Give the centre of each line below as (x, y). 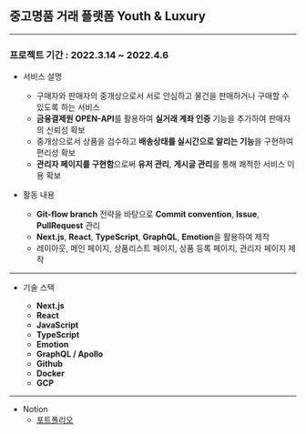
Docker (51, 373)
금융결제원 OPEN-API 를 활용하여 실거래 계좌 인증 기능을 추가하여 (151, 119)
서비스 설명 (42, 76)
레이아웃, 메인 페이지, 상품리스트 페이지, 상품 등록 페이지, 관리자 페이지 (161, 248)
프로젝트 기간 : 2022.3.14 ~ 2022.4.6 (89, 55)
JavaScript (57, 325)
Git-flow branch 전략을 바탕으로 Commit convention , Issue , (148, 214)
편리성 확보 (56, 153)
